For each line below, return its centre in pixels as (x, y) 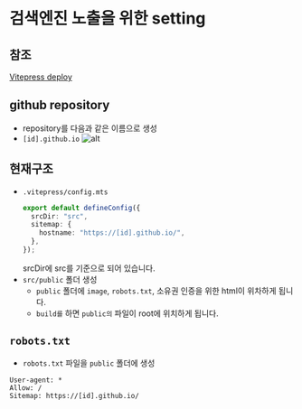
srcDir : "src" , (60, 216)
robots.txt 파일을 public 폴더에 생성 (89, 363)
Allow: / (26, 388)
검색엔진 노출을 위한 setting (108, 19)
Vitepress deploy (41, 77)
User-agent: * (36, 380)
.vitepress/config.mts (65, 192)
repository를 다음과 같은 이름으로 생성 (90, 128)
